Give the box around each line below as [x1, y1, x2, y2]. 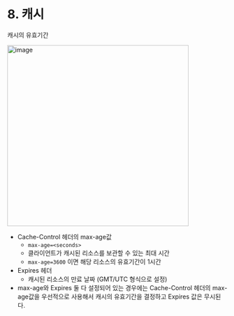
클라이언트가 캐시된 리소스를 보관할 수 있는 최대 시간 [27, 248, 170, 257]
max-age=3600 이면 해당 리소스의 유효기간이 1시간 [27, 257, 162, 266]
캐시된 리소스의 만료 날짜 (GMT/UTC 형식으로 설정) [27, 275, 168, 283]
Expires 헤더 [17, 266, 52, 274]
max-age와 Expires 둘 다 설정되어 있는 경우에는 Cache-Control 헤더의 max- [17, 283, 228, 292]
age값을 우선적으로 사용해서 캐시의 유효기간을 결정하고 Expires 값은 [17, 292, 203, 301]
